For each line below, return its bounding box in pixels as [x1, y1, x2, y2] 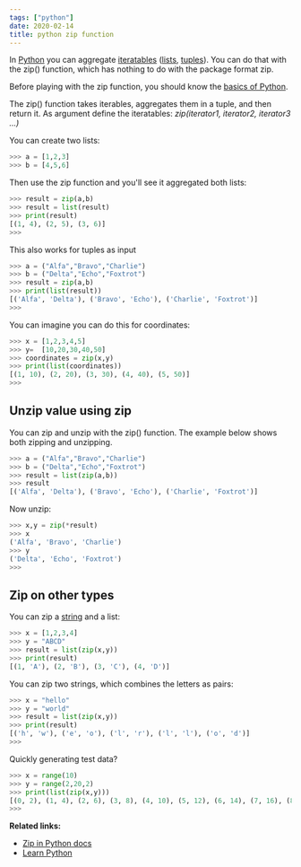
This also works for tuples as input [9, 244, 137, 255]
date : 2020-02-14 [9, 22, 74, 31]
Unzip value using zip [9, 403, 132, 418]
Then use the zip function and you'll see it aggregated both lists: [9, 177, 247, 188]
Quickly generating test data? [9, 753, 118, 764]
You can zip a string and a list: [9, 611, 121, 622]
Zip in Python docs [21, 838, 92, 849]
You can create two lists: [9, 136, 100, 146]
